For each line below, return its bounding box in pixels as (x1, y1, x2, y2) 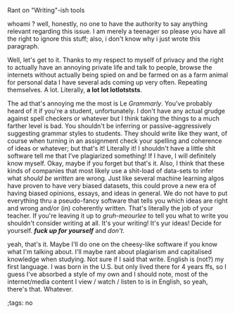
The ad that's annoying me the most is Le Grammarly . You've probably (7, 99, 212, 108)
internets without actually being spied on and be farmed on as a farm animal (7, 70, 229, 79)
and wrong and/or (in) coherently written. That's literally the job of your (7, 204, 214, 212)
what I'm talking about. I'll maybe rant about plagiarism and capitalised (7, 248, 212, 256)
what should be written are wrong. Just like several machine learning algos (7, 174, 224, 182)
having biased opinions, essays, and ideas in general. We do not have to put (7, 189, 228, 197)
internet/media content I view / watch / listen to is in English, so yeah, (7, 277, 208, 286)
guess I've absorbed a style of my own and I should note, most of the (7, 270, 208, 278)
